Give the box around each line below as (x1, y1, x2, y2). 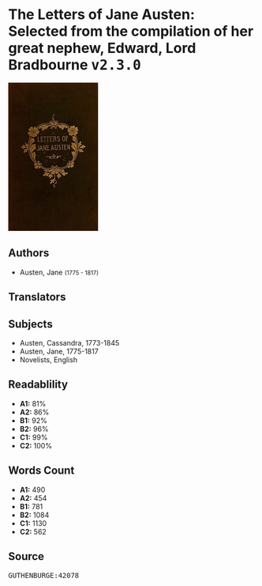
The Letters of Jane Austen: (8, 6, 196, 24)
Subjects (8, 317, 53, 331)
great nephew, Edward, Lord (8, 40, 196, 57)
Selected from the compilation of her (8, 22, 254, 40)
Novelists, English (19, 354, 77, 365)
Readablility (8, 378, 69, 391)
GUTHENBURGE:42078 (8, 571, 80, 580)
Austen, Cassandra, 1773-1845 (19, 338, 120, 347)
